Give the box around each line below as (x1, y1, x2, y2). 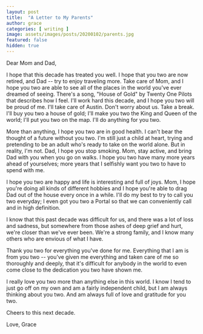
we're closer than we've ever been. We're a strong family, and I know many (6, 229, 194, 236)
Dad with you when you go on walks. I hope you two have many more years (6, 153, 195, 161)
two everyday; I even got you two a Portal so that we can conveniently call (6, 198, 192, 205)
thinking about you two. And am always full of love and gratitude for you (6, 290, 187, 298)
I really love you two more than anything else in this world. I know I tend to (6, 278, 191, 285)
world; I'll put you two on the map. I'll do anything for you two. (6, 116, 161, 123)
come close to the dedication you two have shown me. (6, 266, 143, 273)
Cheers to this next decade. (6, 309, 76, 316)
